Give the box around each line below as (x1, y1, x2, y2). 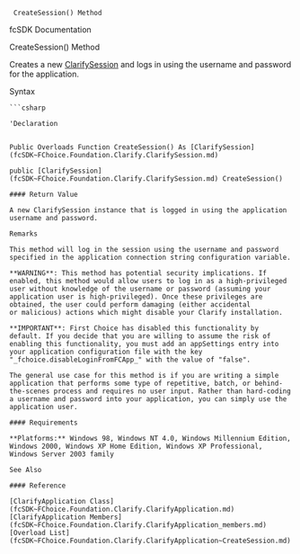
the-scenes (9, 387, 50, 396)
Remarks (9, 229, 39, 238)
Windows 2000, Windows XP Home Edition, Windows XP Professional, (9, 442, 263, 451)
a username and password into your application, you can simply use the (9, 395, 287, 404)
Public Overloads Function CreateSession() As (9, 143, 187, 152)
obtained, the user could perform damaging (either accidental (9, 300, 251, 309)
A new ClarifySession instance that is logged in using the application (9, 206, 287, 215)
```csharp (9, 103, 47, 112)
